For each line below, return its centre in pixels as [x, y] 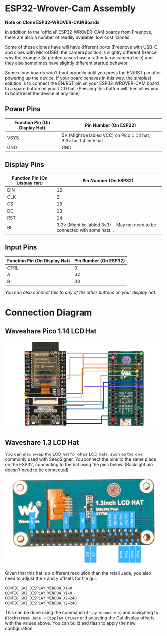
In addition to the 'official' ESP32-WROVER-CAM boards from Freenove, [79, 32]
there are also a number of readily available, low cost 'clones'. [68, 37]
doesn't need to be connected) [37, 470]
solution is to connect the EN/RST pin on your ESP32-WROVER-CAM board [82, 83]
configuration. [19, 628]
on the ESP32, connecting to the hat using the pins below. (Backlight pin [79, 465]
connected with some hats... [85, 230]
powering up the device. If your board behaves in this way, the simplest [78, 78]
